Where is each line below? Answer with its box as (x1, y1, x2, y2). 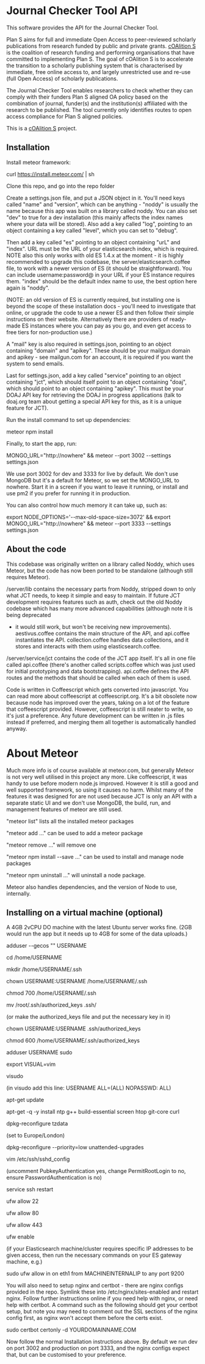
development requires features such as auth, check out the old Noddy (6, 598, 182, 605)
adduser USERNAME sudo (6, 1049, 73, 1056)
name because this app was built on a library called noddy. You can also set (6, 207, 197, 214)
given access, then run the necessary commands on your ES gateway (6, 1251, 182, 1259)
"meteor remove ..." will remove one (6, 841, 96, 849)
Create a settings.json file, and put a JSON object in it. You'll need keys (6, 194, 185, 201)
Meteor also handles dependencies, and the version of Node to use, (6, 883, 178, 891)
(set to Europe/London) (6, 1132, 65, 1139)
